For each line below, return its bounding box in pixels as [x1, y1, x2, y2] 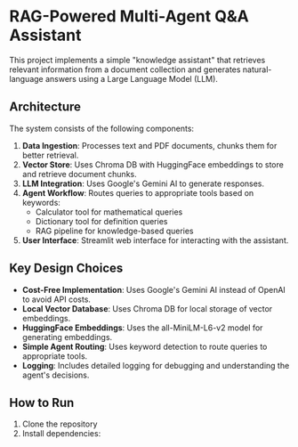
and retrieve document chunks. [21, 168, 137, 179]
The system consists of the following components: [9, 123, 194, 134]
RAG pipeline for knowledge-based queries [35, 225, 194, 236]
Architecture [9, 100, 82, 115]
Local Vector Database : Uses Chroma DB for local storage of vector [21, 303, 273, 313]
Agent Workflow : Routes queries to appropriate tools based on [21, 187, 254, 198]
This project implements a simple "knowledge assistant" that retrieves [9, 54, 266, 65]
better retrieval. [21, 150, 79, 160]
